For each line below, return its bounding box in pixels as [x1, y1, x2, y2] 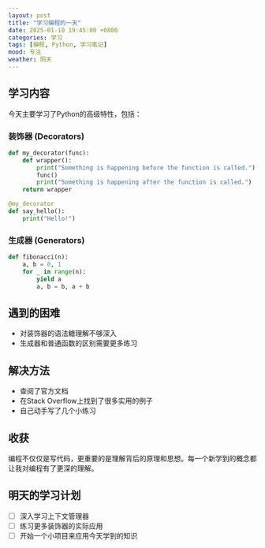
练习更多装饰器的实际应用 [19, 521, 103, 531]
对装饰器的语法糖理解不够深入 [19, 329, 117, 338]
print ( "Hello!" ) [22, 214, 77, 222]
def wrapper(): [22, 156, 73, 164]
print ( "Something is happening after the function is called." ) [36, 178, 252, 186]
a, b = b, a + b [36, 282, 90, 290]
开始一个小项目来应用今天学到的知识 [19, 531, 138, 540]
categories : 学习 [8, 33, 63, 42]
